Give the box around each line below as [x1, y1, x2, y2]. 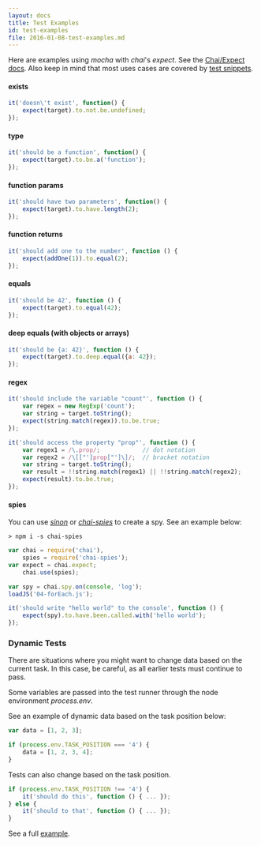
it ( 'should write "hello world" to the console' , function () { [8, 604, 224, 612]
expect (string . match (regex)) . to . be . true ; [22, 417, 160, 425]
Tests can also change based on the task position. [8, 769, 171, 779]
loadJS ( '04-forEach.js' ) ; [8, 590, 93, 598]
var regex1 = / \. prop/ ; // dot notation [22, 446, 196, 454]
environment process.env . [8, 696, 93, 705]
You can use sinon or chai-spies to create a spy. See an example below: [8, 517, 242, 527]
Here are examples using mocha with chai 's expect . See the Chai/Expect [8, 55, 245, 65]
